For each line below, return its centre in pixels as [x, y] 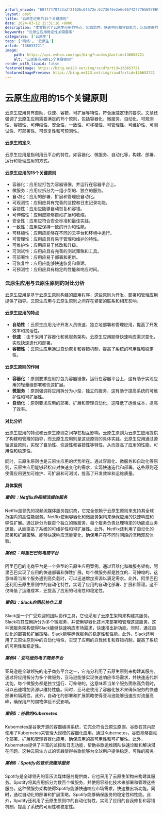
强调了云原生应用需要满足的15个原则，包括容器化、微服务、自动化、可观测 [79, 119]
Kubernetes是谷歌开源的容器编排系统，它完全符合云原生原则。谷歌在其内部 [80, 727]
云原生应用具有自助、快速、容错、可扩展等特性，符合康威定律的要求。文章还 [81, 113]
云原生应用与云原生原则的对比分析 [45, 283]
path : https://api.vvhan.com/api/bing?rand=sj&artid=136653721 [79, 55]
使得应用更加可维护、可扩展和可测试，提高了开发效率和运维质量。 [71, 474]
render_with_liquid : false [32, 64]
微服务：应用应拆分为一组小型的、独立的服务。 [59, 190]
